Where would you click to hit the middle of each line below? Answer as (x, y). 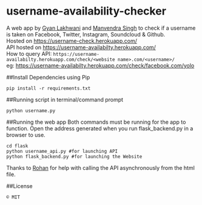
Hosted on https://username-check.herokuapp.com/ (72, 41)
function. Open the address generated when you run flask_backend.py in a (100, 128)
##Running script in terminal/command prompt (65, 99)
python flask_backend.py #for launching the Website (74, 156)
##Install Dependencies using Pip (48, 77)
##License (20, 186)
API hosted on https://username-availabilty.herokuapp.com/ (81, 47)
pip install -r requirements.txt (49, 88)
